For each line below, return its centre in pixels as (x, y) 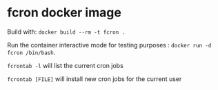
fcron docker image (65, 13)
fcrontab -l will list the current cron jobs (66, 65)
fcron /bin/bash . (31, 52)
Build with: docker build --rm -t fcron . (66, 32)
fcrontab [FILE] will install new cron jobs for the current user (95, 79)
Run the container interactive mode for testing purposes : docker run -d (109, 45)
